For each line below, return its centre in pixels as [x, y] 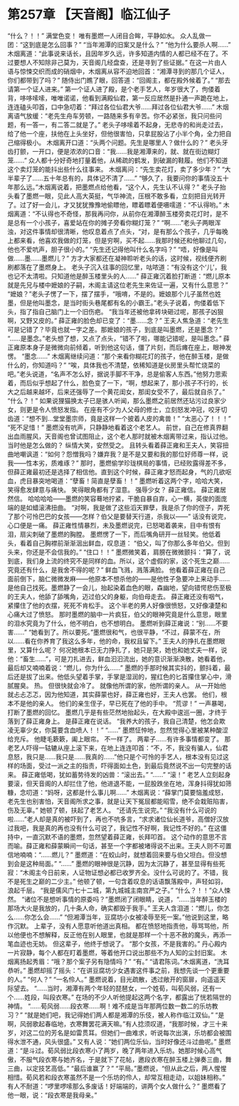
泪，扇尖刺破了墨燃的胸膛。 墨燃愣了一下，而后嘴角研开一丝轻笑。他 [108, 534]
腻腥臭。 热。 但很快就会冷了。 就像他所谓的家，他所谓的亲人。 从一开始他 [117, 685]
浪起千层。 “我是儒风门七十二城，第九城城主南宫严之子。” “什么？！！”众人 [116, 890]
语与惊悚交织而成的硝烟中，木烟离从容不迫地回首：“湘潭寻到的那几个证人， [118, 71]
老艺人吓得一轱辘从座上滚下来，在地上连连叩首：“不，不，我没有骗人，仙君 [118, 748]
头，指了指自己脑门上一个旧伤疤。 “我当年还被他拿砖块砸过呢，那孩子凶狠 [116, 311]
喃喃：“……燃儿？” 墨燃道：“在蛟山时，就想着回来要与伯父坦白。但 [117, 855]
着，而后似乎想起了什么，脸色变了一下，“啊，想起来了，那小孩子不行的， [115, 382]
